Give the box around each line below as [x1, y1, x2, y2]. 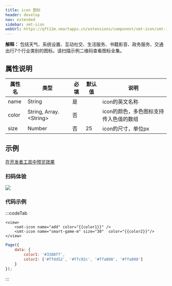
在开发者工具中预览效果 [5, 158, 55, 165]
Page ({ [5, 242, 19, 248]
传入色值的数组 [102, 115, 139, 122]
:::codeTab [5, 210, 28, 216]
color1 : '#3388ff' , [24, 252, 66, 257]
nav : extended [5, 17, 36, 22]
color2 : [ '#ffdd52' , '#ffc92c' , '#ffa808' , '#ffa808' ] [24, 257, 143, 262]
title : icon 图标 [5, 7, 41, 13]
